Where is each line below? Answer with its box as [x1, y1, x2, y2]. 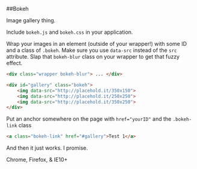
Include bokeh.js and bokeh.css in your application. [6, 28, 134, 36]
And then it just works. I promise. [6, 144, 89, 151]
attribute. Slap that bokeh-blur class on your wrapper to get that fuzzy [6, 53, 180, 60]
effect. [6, 60, 23, 66]
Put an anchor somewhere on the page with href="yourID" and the [6, 115, 172, 123]
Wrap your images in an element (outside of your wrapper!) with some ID [6, 40, 187, 47]
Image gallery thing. [6, 17, 56, 24]
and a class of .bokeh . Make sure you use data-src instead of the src [6, 46, 177, 54]
